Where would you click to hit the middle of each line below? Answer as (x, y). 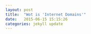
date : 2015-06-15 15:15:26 (37, 19)
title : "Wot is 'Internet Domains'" (46, 14)
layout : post (19, 10)
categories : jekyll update (34, 24)
